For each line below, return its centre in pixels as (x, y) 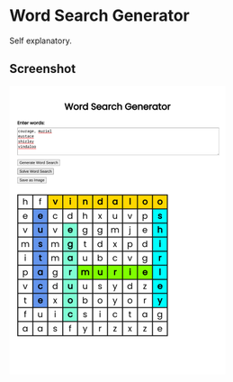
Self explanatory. (40, 41)
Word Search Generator (100, 16)
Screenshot (43, 69)
